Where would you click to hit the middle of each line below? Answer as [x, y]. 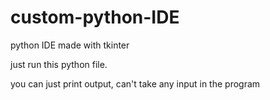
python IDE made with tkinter [70, 45]
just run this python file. [59, 64]
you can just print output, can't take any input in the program [135, 83]
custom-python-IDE [95, 17]
